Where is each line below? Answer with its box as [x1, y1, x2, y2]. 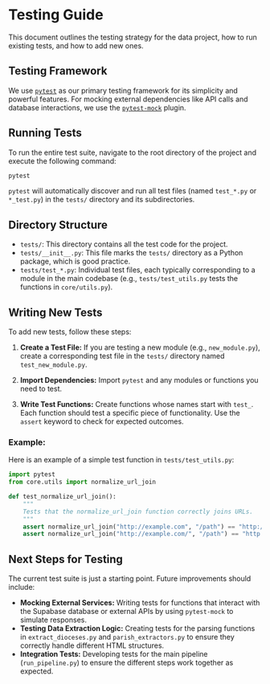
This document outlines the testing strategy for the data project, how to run [8, 32, 257, 42]
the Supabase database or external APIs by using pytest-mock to [19, 607, 234, 616]
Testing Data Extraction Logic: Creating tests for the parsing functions [19, 624, 256, 633]
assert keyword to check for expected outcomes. [19, 417, 184, 426]
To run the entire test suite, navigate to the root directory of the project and [8, 147, 257, 157]
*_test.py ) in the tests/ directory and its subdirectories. [8, 195, 195, 205]
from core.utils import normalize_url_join [8, 478, 157, 487]
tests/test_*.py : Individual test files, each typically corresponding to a [19, 265, 256, 275]
